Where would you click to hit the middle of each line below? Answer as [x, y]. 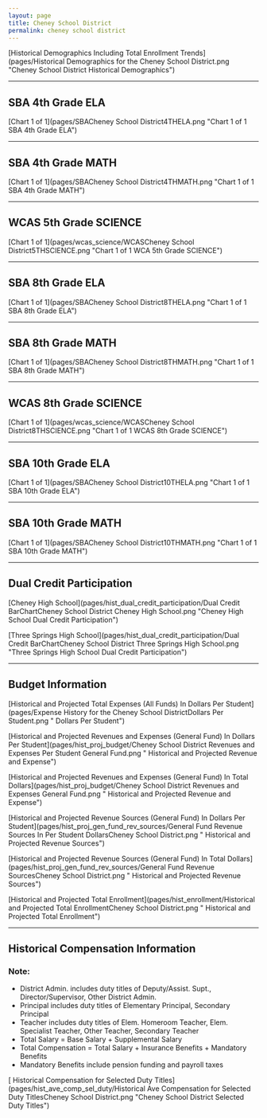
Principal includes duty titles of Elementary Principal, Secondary [125, 1006]
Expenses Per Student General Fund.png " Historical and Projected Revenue [133, 752]
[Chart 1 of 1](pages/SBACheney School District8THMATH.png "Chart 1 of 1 [131, 362]
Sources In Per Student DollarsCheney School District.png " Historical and [130, 835]
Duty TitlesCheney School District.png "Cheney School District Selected [126, 1097]
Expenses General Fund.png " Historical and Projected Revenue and [120, 794]
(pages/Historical [37, 61]
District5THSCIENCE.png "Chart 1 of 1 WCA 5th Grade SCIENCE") [116, 250]
